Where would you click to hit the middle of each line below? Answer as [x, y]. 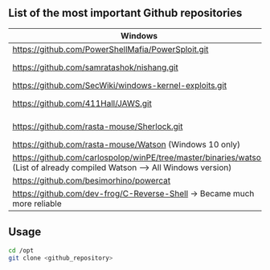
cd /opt [21, 250]
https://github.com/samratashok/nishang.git [95, 67]
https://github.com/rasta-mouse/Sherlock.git [98, 126]
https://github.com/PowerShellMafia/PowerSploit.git [110, 49]
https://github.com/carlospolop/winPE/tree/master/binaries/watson [139, 157]
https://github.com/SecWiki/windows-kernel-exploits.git [120, 85]
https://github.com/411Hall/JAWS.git [82, 103]
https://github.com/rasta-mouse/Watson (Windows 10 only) [127, 144]
